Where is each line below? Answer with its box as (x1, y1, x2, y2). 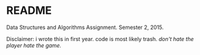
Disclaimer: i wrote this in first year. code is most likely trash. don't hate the (6, 35, 194, 42)
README (6, 4, 52, 18)
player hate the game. (6, 42, 62, 49)
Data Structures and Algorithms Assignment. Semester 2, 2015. (6, 24, 164, 31)
